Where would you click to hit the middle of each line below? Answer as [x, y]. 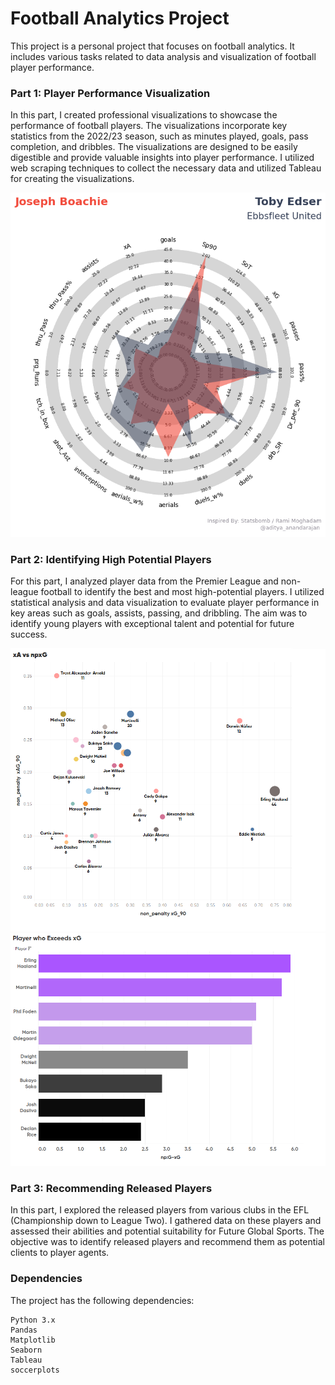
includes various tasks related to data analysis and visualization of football [163, 56]
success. [29, 634]
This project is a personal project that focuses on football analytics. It [152, 46]
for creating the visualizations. [72, 179]
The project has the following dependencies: [102, 1300]
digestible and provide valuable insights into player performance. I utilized [162, 158]
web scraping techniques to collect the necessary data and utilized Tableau [166, 168]
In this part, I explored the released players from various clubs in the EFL [160, 1210]
